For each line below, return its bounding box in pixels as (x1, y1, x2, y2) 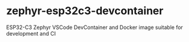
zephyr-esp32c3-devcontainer (6, 4, 164, 18)
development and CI (6, 30, 56, 37)
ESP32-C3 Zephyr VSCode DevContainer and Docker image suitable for (6, 24, 183, 31)
